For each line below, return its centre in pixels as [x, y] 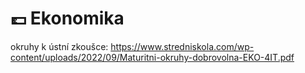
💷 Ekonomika [67, 18]
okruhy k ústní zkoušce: [59, 46]
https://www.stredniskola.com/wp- [182, 46]
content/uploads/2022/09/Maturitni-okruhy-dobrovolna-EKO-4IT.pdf [152, 57]
